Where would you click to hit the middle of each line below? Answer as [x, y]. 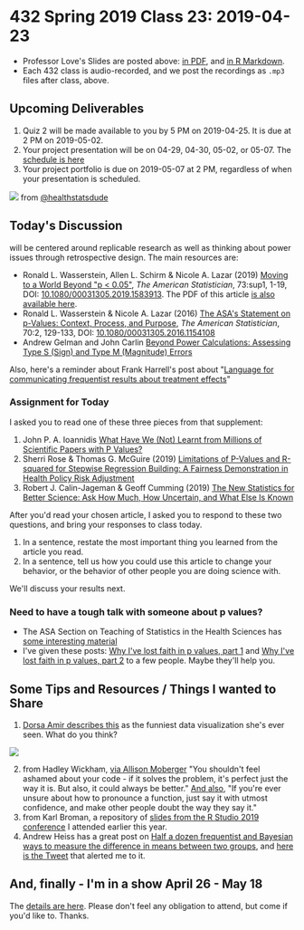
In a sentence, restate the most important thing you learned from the [150, 542]
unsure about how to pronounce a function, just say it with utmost [145, 798]
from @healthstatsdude [64, 197]
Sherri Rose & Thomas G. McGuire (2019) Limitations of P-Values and [151, 458]
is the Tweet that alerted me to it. [84, 855]
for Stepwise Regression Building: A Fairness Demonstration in [172, 468]
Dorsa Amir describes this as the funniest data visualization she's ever [153, 724]
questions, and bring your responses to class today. [106, 524]
